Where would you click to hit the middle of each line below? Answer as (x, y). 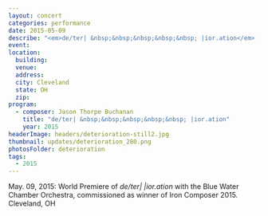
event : (19, 45)
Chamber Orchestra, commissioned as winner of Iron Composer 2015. (123, 195)
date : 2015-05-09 (37, 30)
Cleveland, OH (32, 203)
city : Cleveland (42, 82)
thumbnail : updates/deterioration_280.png (80, 141)
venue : (26, 68)
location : (25, 53)
